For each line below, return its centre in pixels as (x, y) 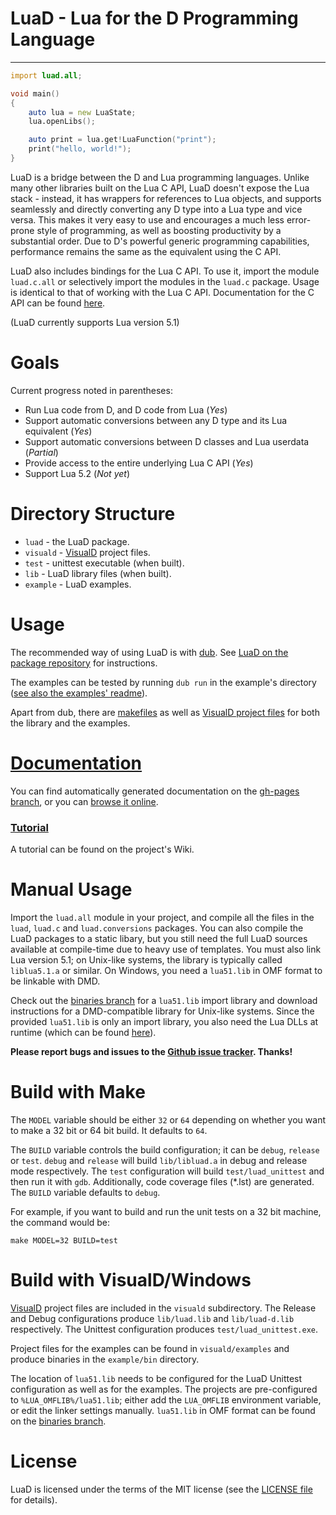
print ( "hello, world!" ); (80, 149)
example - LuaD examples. (78, 584)
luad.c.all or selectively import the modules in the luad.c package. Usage (165, 281)
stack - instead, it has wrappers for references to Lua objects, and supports (166, 198)
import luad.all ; (46, 75)
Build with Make (78, 1092)
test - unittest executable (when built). (104, 563)
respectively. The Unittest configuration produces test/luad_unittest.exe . (164, 1329)
